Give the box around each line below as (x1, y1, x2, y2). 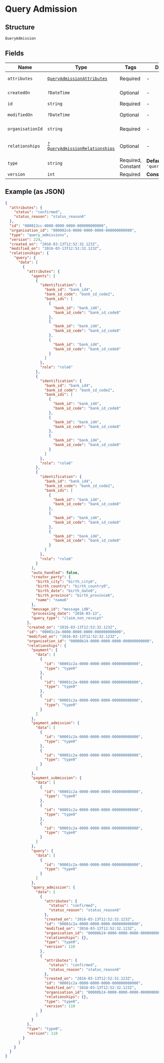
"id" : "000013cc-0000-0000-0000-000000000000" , (9, 223, 108, 228)
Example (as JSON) (5, 187, 65, 196)
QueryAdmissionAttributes (47, 76, 107, 81)
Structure (5, 23, 35, 31)
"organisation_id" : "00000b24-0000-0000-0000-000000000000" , (26, 638, 154, 643)
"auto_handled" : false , (31, 570, 80, 575)
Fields (5, 49, 24, 57)
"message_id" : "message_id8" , (31, 607, 93, 611)
